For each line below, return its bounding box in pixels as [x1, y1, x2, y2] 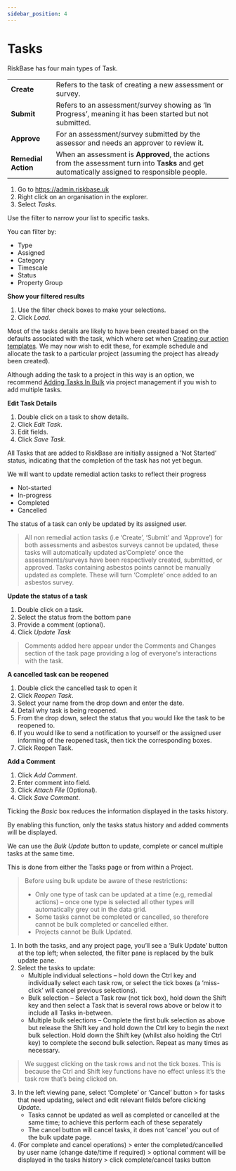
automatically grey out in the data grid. [34, 905, 147, 913]
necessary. [27, 1046, 60, 1054]
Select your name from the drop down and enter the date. [17, 699, 185, 707]
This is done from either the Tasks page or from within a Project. [7, 863, 194, 871]
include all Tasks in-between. [27, 1008, 113, 1017]
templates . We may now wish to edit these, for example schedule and [7, 342, 209, 350]
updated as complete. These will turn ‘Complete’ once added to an [24, 570, 218, 579]
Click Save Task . [17, 434, 67, 444]
